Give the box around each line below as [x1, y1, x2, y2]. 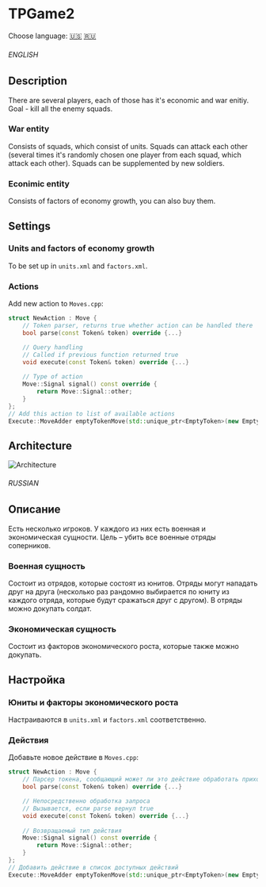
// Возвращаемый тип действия [22, 827, 123, 835]
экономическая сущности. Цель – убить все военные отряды [8, 532, 216, 542]
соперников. [8, 540, 51, 550]
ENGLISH [8, 49, 39, 60]
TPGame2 [8, 5, 75, 23]
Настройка [8, 673, 66, 686]
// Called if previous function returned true [22, 351, 179, 359]
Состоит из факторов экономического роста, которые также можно [8, 642, 239, 651]
